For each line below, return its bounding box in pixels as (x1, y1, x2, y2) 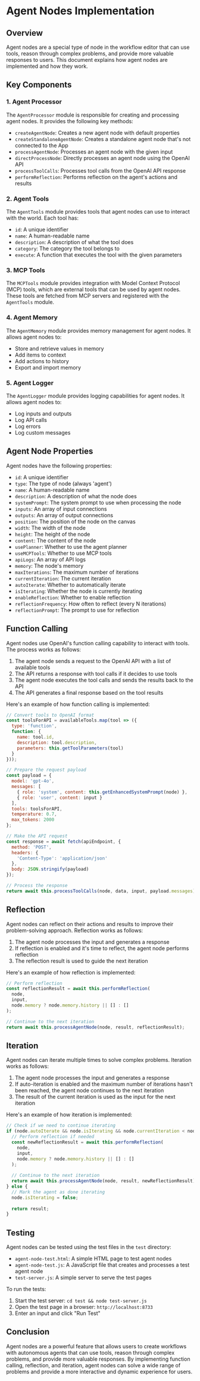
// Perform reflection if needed (11, 1134, 95, 1140)
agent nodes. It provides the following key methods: (6, 117, 134, 124)
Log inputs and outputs (14, 410, 72, 417)
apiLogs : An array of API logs (14, 555, 86, 563)
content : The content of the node (14, 537, 96, 544)
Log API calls (14, 416, 48, 423)
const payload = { (6, 773, 52, 779)
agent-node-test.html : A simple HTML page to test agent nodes (14, 1255, 172, 1263)
